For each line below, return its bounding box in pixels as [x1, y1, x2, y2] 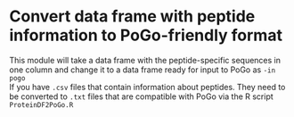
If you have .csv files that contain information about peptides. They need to [9, 81, 286, 92]
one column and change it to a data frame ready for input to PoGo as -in [9, 64, 276, 75]
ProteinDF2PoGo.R [9, 100, 74, 109]
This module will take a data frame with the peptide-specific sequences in [9, 54, 281, 65]
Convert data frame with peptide [9, 6, 256, 27]
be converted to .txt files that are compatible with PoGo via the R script [9, 91, 274, 102]
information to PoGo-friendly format [9, 25, 283, 46]
